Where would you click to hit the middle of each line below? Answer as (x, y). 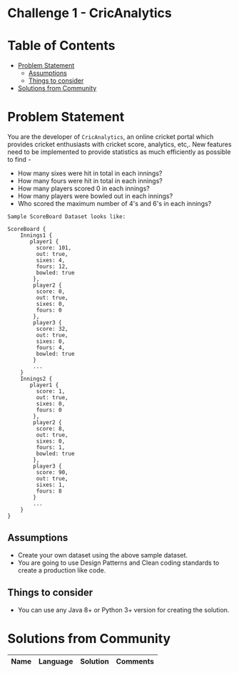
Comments (135, 661)
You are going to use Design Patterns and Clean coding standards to (118, 562)
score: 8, (51, 429)
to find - (19, 160)
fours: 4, (51, 348)
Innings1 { (36, 236)
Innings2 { (36, 379)
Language (56, 661)
